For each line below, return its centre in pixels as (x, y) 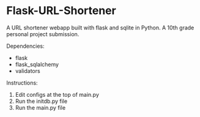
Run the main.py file (40, 107)
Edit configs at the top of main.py (57, 94)
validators (28, 70)
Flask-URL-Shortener (61, 11)
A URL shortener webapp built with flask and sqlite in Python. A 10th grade (100, 28)
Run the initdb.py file (41, 101)
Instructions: (22, 83)
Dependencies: (25, 46)
